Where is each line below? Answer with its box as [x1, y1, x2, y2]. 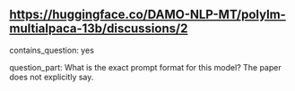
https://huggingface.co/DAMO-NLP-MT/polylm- [9, 7, 287, 22]
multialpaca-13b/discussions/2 [9, 21, 188, 37]
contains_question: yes [9, 45, 94, 55]
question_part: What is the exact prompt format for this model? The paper [9, 62, 282, 72]
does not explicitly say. [9, 71, 94, 82]
